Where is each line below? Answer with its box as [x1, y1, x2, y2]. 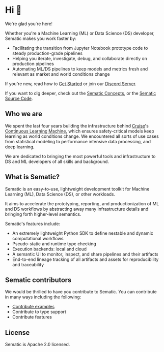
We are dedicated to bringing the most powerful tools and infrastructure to [5, 153, 156, 159]
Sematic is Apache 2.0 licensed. [5, 342, 70, 348]
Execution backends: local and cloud [12, 246, 87, 252]
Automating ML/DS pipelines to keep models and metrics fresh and [12, 66, 148, 72]
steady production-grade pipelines [12, 50, 82, 56]
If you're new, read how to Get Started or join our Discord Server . [5, 81, 137, 87]
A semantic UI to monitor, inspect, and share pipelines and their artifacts [12, 251, 159, 257]
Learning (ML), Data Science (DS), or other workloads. [5, 191, 115, 197]
